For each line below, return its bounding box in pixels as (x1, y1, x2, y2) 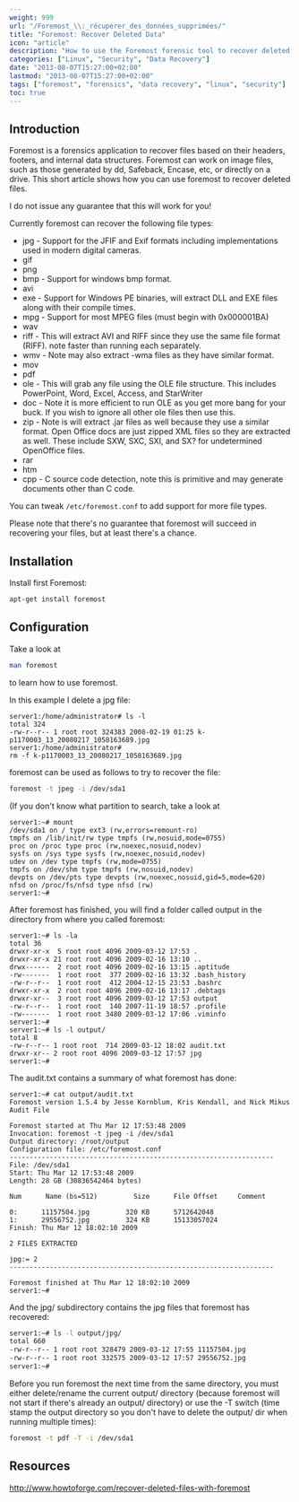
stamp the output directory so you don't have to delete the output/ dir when (9, 1406, 288, 1418)
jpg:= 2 (9, 1254, 38, 1263)
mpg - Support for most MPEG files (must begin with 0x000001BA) (21, 311, 269, 323)
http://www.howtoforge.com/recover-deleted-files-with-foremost (9, 1482, 251, 1493)
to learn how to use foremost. (9, 677, 118, 687)
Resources (9, 1459, 71, 1474)
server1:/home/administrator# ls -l (9, 712, 146, 720)
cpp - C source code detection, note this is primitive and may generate (21, 474, 284, 485)
